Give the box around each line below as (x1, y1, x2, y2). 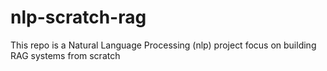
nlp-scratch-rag (10, 6, 147, 29)
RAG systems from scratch (10, 49, 121, 61)
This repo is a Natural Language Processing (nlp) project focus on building (10, 39, 317, 51)
